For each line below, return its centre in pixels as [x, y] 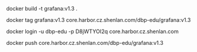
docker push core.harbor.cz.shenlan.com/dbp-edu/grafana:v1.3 [85, 43]
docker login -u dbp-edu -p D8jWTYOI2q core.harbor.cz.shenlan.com [92, 31]
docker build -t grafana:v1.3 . [42, 9]
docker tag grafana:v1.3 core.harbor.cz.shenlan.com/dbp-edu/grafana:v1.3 [98, 20]
